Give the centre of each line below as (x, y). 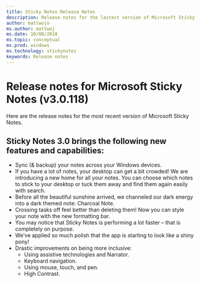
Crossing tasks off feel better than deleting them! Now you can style (100, 210)
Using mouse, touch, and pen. (61, 267)
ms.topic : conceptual (33, 40)
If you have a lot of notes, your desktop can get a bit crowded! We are (101, 172)
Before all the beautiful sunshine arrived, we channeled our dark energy (104, 197)
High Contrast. (42, 274)
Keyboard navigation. (50, 261)
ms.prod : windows (28, 46)
